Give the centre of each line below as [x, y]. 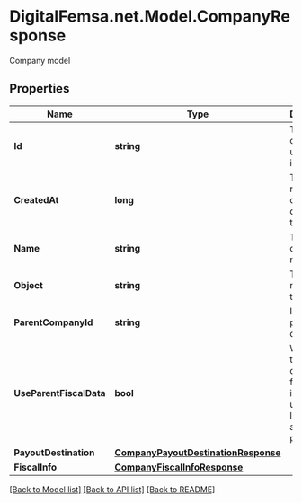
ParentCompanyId [53, 322]
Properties [40, 88]
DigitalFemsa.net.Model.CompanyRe [150, 17]
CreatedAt [36, 199]
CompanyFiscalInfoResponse [179, 467]
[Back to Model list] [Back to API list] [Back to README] [112, 489]
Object [28, 285]
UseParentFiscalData [60, 393]
